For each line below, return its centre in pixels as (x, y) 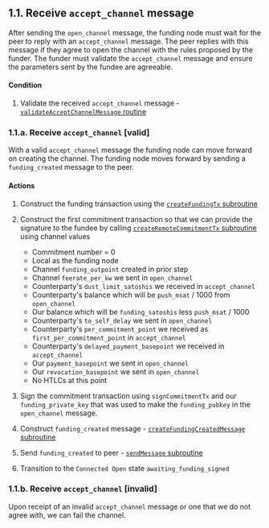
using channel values (55, 236)
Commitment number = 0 (73, 252)
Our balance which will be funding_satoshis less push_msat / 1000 (141, 311)
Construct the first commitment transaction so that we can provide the (136, 219)
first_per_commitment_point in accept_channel (109, 337)
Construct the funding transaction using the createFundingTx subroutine (139, 204)
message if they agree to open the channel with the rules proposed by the (130, 49)
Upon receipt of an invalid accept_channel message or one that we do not (130, 506)
